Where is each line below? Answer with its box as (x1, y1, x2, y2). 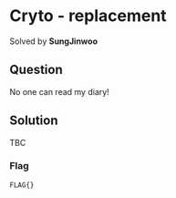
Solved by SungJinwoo (9, 36, 98, 47)
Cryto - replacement (9, 5, 167, 26)
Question (9, 62, 63, 78)
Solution (9, 113, 58, 129)
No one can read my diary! (9, 86, 109, 97)
